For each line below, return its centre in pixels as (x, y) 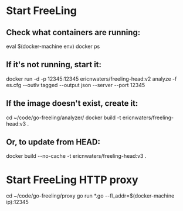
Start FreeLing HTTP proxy (72, 180)
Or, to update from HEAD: (53, 142)
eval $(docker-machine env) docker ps (53, 46)
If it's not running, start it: (54, 65)
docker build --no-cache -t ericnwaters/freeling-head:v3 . (76, 156)
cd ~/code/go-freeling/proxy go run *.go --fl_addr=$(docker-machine (90, 196)
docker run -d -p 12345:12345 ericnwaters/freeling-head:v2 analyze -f (91, 79)
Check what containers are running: (73, 32)
